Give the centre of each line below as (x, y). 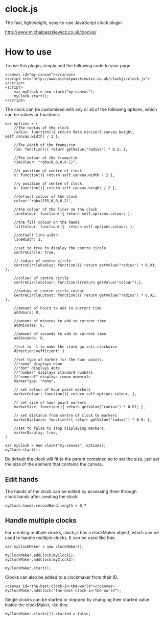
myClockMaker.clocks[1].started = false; (48, 614)
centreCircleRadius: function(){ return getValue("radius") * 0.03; (85, 265)
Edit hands (22, 479)
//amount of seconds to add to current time (60, 334)
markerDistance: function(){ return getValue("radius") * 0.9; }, (83, 420)
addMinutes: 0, (29, 325)
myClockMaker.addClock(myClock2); (40, 559)
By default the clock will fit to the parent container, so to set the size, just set (82, 459)
